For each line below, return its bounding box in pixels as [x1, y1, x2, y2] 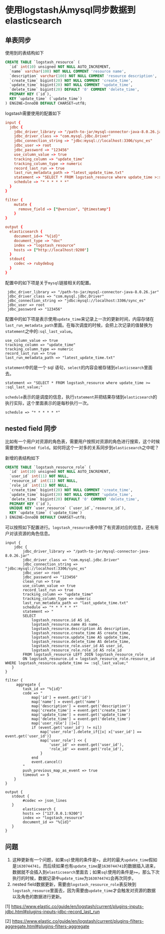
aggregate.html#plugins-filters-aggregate [5, 923, 90, 929]
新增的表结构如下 [5, 455, 40, 461]
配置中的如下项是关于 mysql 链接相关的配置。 [5, 279, 94, 285]
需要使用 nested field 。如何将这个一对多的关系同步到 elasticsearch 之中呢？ [5, 444, 159, 450]
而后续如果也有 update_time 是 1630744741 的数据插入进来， [43, 863, 158, 869]
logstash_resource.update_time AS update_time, [31, 635, 131, 640]
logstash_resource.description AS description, [31, 627, 131, 632]
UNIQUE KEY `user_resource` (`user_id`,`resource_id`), [9, 506, 126, 511]
